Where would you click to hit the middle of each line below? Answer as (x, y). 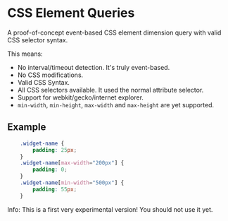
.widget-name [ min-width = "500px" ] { (72, 183)
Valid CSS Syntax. (44, 82)
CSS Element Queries (71, 13)
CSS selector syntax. (38, 40)
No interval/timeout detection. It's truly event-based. (94, 67)
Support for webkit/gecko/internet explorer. (81, 97)
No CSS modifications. (50, 75)
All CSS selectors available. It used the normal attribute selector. (110, 90)
